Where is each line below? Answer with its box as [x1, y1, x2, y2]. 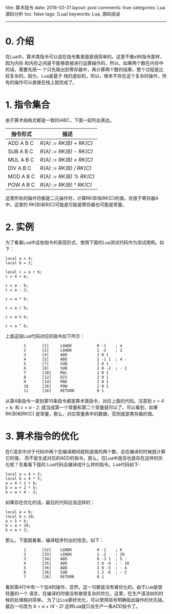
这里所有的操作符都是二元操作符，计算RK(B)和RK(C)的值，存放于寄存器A [5, 195, 159, 201]
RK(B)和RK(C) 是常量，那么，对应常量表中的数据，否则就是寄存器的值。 [5, 410, 157, 417]
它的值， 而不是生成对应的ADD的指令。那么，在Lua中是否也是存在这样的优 [5, 455, 163, 461]
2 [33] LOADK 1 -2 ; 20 [24, 551, 125, 557]
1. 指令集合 [5, 99, 50, 111]
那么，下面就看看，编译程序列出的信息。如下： [5, 537, 104, 543]
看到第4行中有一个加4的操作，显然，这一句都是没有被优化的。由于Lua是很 [5, 584, 163, 590]
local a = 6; [5, 509, 33, 514]
